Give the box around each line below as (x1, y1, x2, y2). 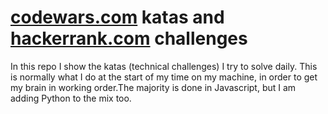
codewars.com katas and (10, 6, 225, 29)
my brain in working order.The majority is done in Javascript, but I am (10, 81, 297, 93)
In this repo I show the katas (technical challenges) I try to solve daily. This (10, 60, 318, 72)
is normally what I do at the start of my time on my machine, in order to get (10, 71, 318, 83)
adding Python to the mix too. (10, 92, 132, 104)
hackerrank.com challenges (10, 27, 248, 50)
